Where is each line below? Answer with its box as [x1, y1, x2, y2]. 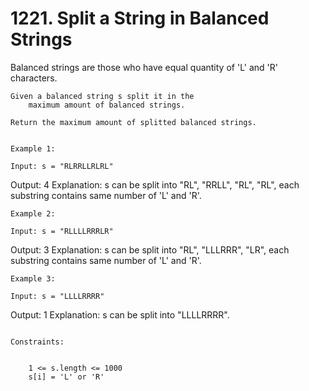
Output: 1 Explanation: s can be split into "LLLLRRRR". [10, 308, 230, 321]
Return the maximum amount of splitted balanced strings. [10, 117, 257, 127]
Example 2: [10, 208, 56, 219]
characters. [10, 72, 58, 84]
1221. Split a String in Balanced [10, 7, 270, 30]
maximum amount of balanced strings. [28, 100, 186, 110]
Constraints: [10, 337, 65, 347]
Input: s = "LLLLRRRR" [10, 291, 105, 301]
